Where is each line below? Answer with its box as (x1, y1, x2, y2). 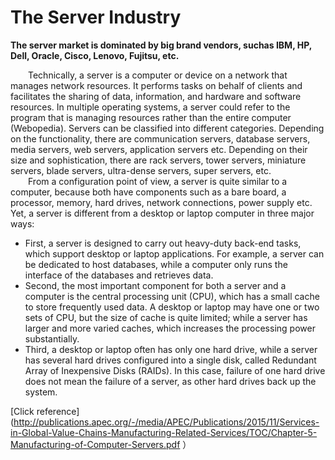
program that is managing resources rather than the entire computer (10, 111, 292, 123)
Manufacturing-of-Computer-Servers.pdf (10, 438, 181, 450)
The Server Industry (10, 6, 182, 29)
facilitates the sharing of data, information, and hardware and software (10, 90, 302, 102)
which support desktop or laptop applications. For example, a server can (24, 247, 325, 260)
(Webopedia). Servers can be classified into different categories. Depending (10, 122, 325, 134)
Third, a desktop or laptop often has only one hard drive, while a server (24, 343, 318, 355)
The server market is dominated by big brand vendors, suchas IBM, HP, (10, 39, 312, 51)
